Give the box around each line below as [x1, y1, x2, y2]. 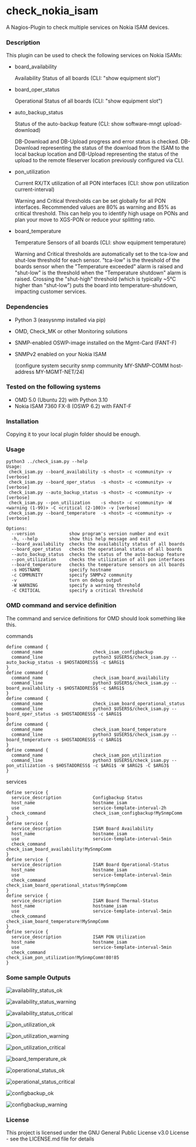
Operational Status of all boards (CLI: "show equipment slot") [14, 97, 163, 104]
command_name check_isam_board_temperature [11, 727, 167, 732]
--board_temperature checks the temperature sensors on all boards [11, 562, 185, 568]
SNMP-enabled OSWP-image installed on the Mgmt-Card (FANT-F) [14, 339, 177, 346]
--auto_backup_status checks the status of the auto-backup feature [11, 551, 185, 558]
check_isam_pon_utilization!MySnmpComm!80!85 [6, 954, 119, 961]
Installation [6, 417, 39, 425]
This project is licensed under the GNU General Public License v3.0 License [6, 1129, 190, 1136]
